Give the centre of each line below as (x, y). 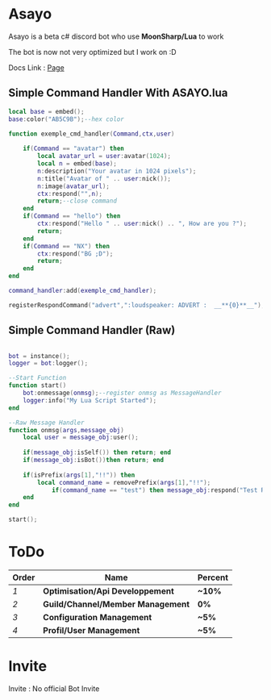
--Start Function (38, 378)
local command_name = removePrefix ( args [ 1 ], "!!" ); (124, 482)
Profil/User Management (92, 630)
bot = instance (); (39, 356)
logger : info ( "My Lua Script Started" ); (90, 400)
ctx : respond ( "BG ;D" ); (75, 254)
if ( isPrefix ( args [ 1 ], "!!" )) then (79, 475)
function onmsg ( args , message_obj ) (67, 430)
